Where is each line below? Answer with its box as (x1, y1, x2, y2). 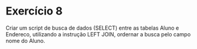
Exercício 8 (5, 4, 63, 18)
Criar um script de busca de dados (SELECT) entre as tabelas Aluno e (5, 24, 179, 31)
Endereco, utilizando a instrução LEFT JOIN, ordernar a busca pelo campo (5, 30, 191, 38)
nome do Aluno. (5, 37, 45, 44)
